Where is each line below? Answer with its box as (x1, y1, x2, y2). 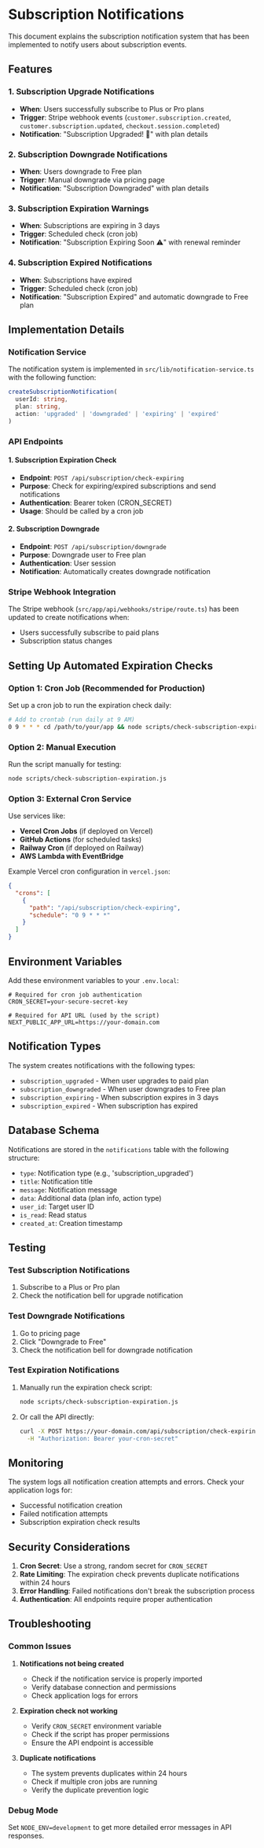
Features (8, 63, 53, 76)
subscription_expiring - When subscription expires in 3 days (19, 1092, 219, 1102)
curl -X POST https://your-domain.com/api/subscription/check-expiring (19, 1427, 259, 1435)
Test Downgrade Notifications (8, 1311, 126, 1322)
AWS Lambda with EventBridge (19, 852, 124, 861)
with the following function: (8, 373, 97, 382)
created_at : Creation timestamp (19, 1218, 123, 1228)
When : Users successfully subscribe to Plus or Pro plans (19, 104, 204, 113)
